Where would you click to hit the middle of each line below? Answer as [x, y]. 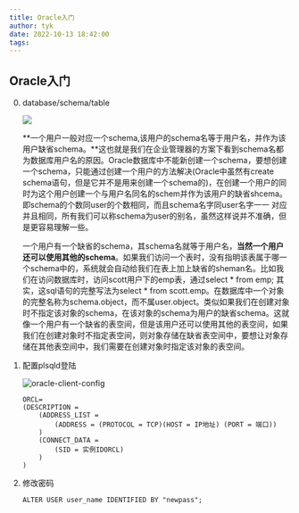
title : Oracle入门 [42, 17]
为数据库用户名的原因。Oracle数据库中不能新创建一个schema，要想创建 [154, 161]
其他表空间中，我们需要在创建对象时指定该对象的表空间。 [144, 347]
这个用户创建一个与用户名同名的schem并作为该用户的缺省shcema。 [162, 194]
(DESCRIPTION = [50, 408]
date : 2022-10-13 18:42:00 [59, 34]
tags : [19, 42]
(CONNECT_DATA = [69, 441]
